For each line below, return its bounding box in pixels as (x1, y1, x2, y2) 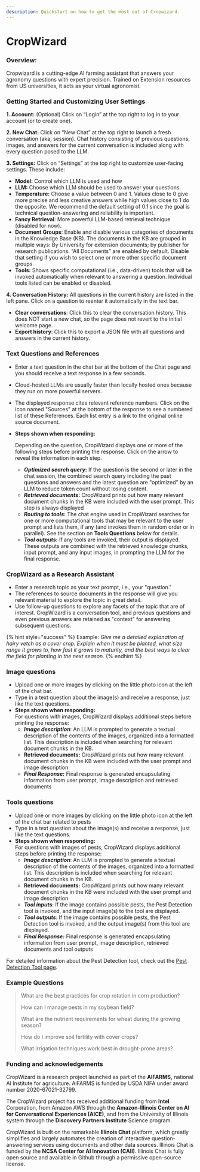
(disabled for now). (14, 222, 61, 230)
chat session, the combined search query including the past (23, 472, 171, 480)
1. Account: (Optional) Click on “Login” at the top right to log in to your (6, 111, 179, 118)
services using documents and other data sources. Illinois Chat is (33, 1141, 194, 1149)
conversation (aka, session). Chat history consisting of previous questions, (6, 135, 190, 143)
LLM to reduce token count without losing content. (23, 485, 148, 492)
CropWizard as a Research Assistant (6, 570, 115, 579)
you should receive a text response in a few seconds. (14, 369, 146, 376)
